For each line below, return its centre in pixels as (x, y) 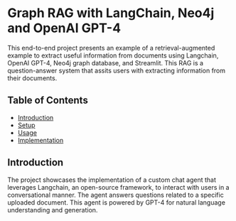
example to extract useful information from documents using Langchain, (113, 55)
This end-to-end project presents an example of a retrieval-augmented (111, 48)
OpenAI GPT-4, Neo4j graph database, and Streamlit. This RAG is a (106, 63)
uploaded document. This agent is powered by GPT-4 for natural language (117, 202)
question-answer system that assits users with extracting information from (117, 70)
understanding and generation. (53, 210)
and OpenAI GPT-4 (64, 28)
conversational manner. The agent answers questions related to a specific (116, 195)
